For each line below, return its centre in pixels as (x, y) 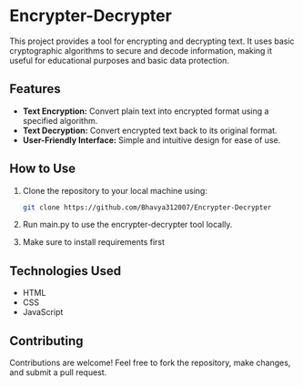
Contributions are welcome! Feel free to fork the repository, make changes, (150, 363)
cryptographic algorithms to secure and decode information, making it (141, 50)
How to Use (43, 169)
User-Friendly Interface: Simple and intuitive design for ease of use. (151, 140)
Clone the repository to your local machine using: (115, 190)
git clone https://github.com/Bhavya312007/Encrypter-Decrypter (147, 207)
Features (35, 89)
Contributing (46, 341)
